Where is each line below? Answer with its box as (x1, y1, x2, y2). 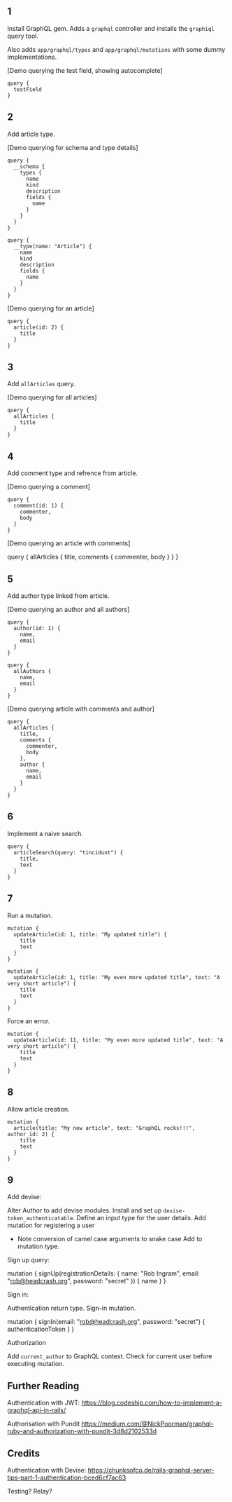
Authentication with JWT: (7, 1398, 80, 1407)
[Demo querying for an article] (7, 304, 94, 313)
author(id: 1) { (13, 625, 61, 632)
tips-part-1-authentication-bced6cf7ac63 (7, 1473, 126, 1482)
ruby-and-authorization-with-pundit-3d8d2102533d (7, 1427, 157, 1435)
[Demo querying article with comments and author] (7, 704, 155, 714)
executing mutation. (7, 1360, 65, 1368)
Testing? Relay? (7, 1487, 52, 1495)
